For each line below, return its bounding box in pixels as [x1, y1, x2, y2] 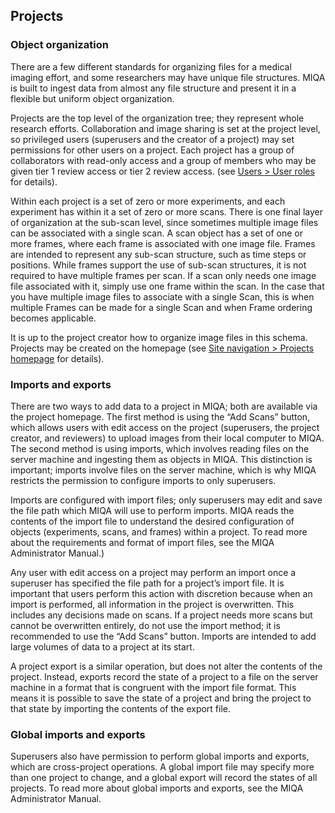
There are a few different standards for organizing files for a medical [10, 60, 292, 73]
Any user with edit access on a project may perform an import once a [10, 566, 297, 578]
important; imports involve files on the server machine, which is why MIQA [10, 464, 317, 476]
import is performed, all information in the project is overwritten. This [10, 598, 295, 610]
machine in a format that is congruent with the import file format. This [10, 681, 297, 693]
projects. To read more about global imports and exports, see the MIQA [10, 782, 304, 794]
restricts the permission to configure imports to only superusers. [10, 474, 277, 486]
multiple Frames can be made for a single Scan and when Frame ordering [10, 301, 313, 313]
